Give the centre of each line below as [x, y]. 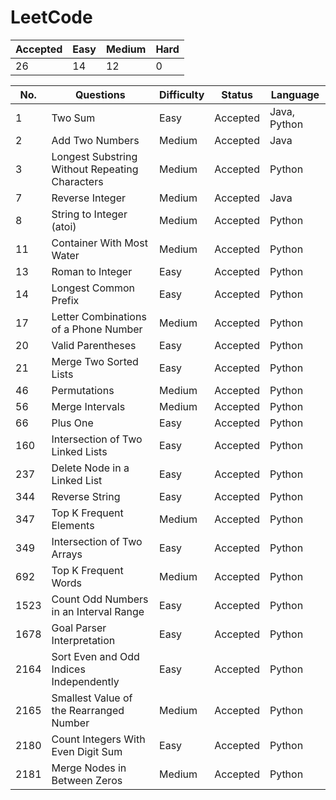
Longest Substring [94, 156]
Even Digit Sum [87, 751]
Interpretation [83, 640]
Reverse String [86, 496]
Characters [77, 181]
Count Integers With [98, 739]
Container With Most [99, 243]
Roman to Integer [92, 271]
